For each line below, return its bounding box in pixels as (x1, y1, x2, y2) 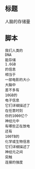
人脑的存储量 (5, 18, 30, 24)
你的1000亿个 (5, 113, 28, 118)
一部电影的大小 (5, 77, 30, 82)
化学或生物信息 (5, 139, 30, 144)
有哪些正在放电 (5, 123, 30, 129)
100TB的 (5, 134, 20, 139)
